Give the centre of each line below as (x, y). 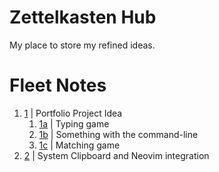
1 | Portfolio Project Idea (73, 113)
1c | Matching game (79, 145)
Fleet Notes (58, 85)
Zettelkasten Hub (83, 17)
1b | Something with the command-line (118, 134)
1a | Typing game (74, 123)
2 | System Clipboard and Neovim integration (116, 155)
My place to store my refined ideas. (82, 45)
